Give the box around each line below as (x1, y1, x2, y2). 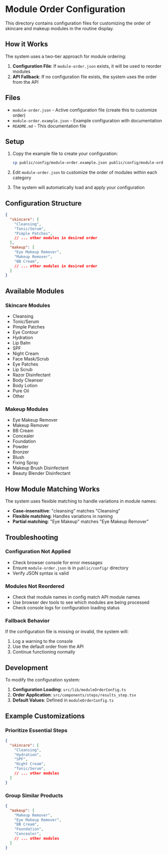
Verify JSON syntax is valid (12, 570, 69, 576)
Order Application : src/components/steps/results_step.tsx (12, 692, 136, 698)
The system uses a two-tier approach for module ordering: (5, 53, 126, 59)
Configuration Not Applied (5, 548, 71, 555)
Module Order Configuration (5, 4, 126, 15)
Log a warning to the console (12, 638, 73, 644)
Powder (12, 444, 29, 450)
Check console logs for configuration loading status (12, 605, 120, 611)
